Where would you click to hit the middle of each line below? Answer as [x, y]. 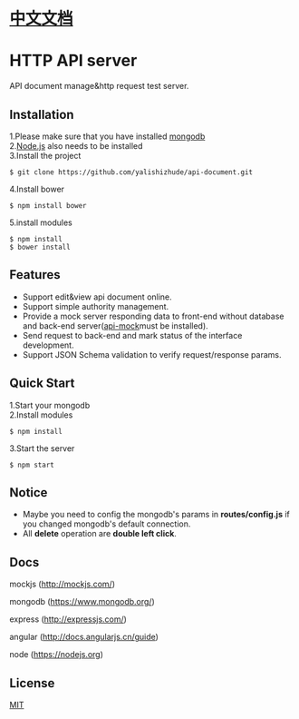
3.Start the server [42, 448]
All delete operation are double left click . [99, 534]
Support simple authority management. [96, 306]
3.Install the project [45, 155]
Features [35, 275]
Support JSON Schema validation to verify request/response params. [152, 354]
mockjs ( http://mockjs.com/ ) [63, 584]
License [32, 683]
